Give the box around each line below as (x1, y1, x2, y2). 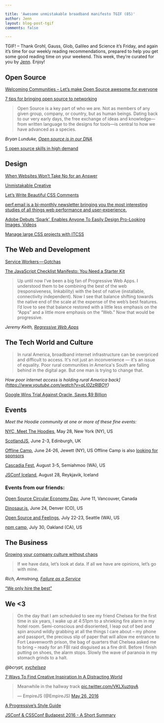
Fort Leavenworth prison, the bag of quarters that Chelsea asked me (17, 639, 157, 645)
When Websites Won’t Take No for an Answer (5, 173, 98, 179)
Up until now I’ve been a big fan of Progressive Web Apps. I (17, 277, 138, 284)
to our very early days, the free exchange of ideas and (17, 116, 128, 122)
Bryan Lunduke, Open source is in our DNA (5, 136, 93, 142)
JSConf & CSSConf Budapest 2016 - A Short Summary (5, 712, 116, 718)
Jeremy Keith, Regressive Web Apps (5, 324, 79, 330)
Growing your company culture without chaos (5, 551, 98, 558)
